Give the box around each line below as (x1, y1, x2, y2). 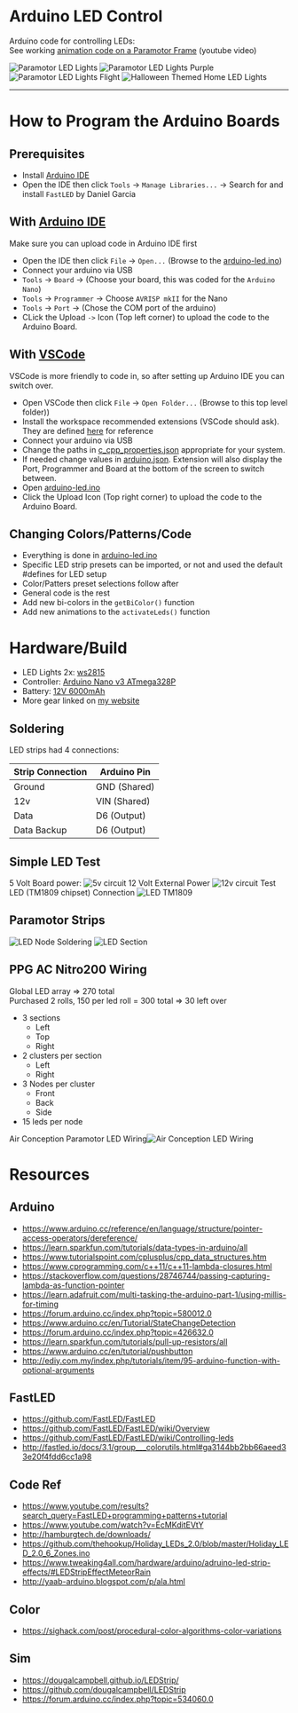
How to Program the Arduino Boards (9, 111, 280, 131)
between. (21, 472, 58, 483)
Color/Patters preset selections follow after (21, 579, 179, 589)
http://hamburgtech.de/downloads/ (21, 1529, 151, 1540)
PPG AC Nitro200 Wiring (9, 962, 148, 977)
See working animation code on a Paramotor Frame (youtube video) (9, 44, 257, 55)
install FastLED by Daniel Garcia (21, 188, 136, 199)
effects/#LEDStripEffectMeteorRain (21, 1567, 151, 1577)
